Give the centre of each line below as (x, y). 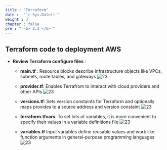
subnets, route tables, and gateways (58, 76)
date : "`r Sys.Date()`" (32, 15)
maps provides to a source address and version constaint (80, 107)
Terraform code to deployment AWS (63, 49)
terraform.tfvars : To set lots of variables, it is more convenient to (88, 116)
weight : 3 (17, 19)
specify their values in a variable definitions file (69, 122)
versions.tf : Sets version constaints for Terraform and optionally (87, 101)
